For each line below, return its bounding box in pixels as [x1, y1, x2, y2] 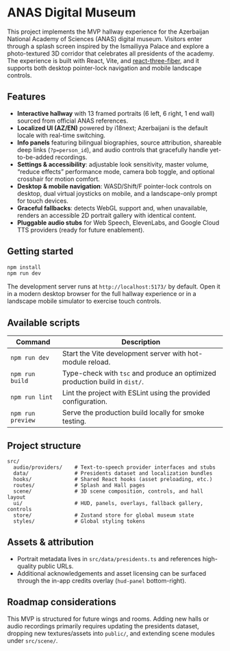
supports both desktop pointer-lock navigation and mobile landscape [7, 64, 202, 72]
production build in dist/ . [62, 377, 144, 386]
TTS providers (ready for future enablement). [16, 225, 145, 234]
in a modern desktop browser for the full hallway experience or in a [7, 290, 196, 298]
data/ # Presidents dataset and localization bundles [13, 469, 213, 477]
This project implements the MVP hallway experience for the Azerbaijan [7, 27, 209, 36]
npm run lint [10, 393, 53, 402]
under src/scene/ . [7, 636, 58, 645]
